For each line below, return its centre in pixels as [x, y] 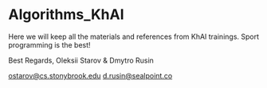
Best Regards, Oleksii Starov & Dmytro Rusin [81, 60]
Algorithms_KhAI [67, 15]
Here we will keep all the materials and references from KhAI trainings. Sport [134, 36]
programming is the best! [49, 44]
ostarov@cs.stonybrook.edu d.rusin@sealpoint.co [90, 75]
